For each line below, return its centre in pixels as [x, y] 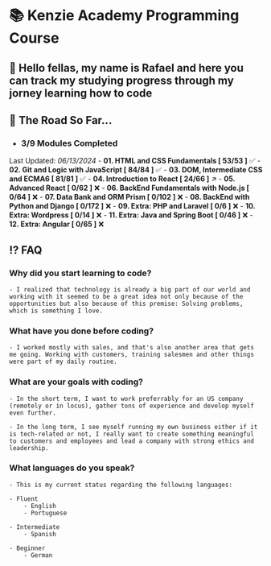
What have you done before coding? [82, 331]
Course [34, 38]
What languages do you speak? [72, 468]
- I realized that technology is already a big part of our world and [130, 289]
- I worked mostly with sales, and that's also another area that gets [131, 348]
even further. [33, 413]
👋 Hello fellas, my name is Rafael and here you [127, 68]
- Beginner [27, 548]
